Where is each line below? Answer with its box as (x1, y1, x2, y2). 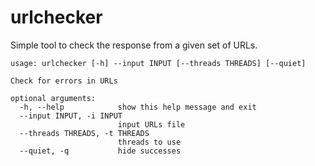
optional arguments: (10, 93, 97, 103)
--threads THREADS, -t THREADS (19, 128, 150, 138)
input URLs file (117, 119, 186, 130)
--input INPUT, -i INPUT (19, 111, 123, 121)
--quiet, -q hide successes (19, 146, 182, 156)
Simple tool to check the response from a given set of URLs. (10, 39, 258, 51)
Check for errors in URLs (10, 76, 118, 86)
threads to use (117, 137, 182, 147)
